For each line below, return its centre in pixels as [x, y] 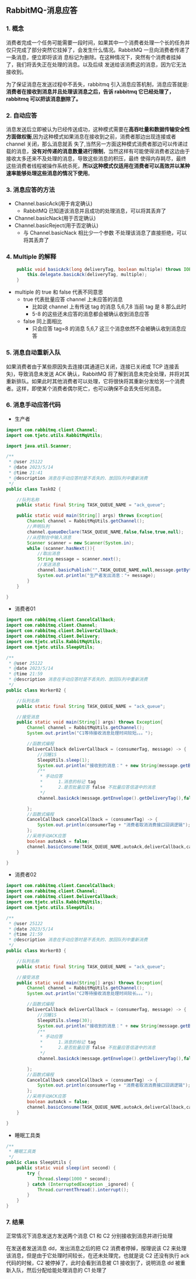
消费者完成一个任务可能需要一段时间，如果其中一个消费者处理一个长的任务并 [98, 42]
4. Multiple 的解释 [31, 257]
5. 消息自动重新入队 [34, 353]
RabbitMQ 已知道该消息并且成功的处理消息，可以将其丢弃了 [94, 211]
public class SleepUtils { [39, 1163]
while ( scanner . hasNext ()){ [61, 548]
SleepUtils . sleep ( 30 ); [65, 1020]
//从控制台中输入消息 [49, 537]
